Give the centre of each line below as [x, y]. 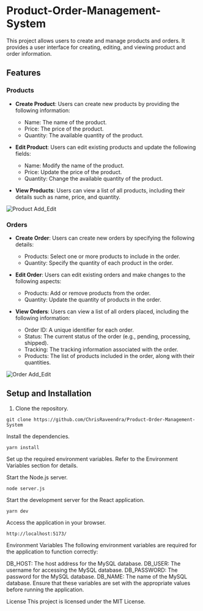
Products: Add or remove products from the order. [87, 293]
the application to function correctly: [52, 552]
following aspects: [38, 281]
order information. [29, 53]
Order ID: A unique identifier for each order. [79, 330]
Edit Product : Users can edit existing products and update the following [105, 147]
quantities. [38, 362]
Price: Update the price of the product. [73, 172]
